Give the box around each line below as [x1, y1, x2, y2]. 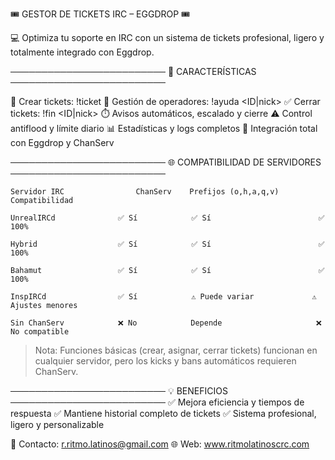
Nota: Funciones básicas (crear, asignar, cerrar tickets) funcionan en [34, 344, 318, 356]
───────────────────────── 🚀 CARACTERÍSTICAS [10, 66, 257, 77]
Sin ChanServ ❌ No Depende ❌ [10, 318, 322, 328]
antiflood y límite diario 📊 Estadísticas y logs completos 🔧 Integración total [10, 123, 318, 134]
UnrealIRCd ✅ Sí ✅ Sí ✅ [10, 213, 325, 223]
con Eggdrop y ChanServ [10, 137, 115, 148]
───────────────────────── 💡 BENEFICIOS [10, 385, 228, 397]
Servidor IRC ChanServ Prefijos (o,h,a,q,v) [10, 187, 280, 197]
